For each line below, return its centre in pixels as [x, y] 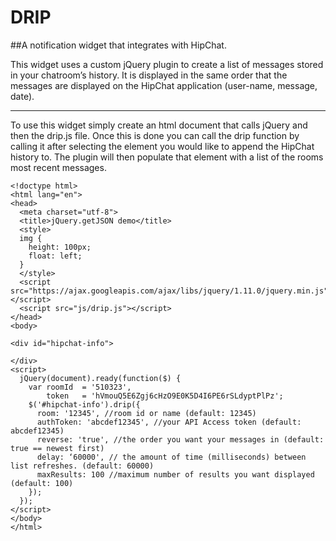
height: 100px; [60, 247]
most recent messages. [58, 167]
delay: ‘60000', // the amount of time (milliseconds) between [171, 457]
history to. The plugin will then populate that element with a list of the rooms [167, 157]
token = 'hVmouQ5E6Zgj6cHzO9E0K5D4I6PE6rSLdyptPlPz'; [165, 396]
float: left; [55, 256]
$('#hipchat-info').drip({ [84, 404]
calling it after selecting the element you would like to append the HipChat [162, 146]
